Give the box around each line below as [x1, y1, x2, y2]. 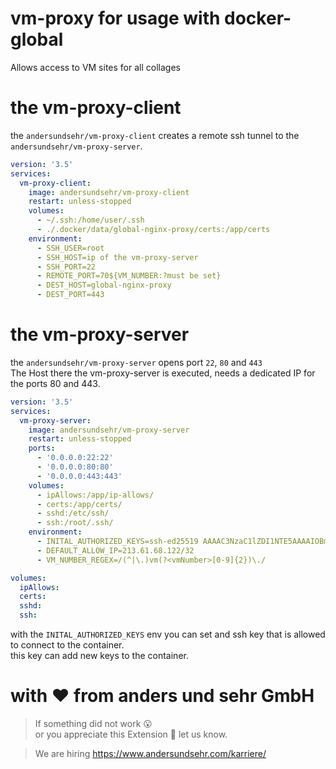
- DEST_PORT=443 [36, 290, 105, 300]
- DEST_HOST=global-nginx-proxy [36, 280, 172, 291]
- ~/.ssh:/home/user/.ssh [36, 215, 145, 226]
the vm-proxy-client [10, 97, 182, 119]
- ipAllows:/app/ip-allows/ [36, 490, 155, 500]
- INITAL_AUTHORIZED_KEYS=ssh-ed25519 [36, 537, 199, 547]
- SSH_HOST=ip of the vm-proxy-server [36, 252, 199, 262]
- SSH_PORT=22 [36, 262, 97, 272]
